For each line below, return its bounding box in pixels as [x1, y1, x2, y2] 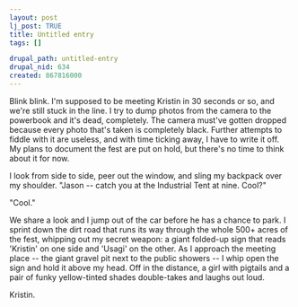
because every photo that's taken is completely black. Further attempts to [9, 124, 283, 135]
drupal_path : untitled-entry [9, 55, 118, 64]
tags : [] [9, 38, 42, 48]
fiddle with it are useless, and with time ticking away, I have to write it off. [9, 134, 280, 145]
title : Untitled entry [9, 30, 94, 39]
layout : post [9, 13, 58, 22]
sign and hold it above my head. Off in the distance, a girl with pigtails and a [9, 262, 290, 273]
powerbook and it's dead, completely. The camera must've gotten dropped [9, 114, 287, 126]
